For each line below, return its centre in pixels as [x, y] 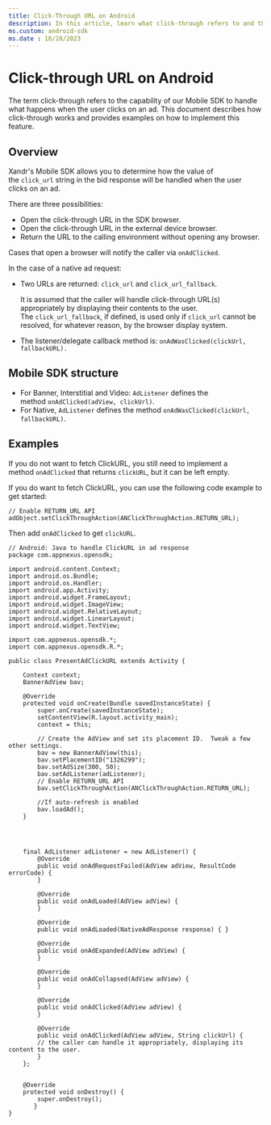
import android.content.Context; [65, 569]
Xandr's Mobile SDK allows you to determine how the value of [111, 171]
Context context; [52, 675]
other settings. [35, 745]
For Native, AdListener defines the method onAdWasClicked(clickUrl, [135, 409]
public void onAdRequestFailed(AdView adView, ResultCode [137, 866]
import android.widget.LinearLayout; [72, 619]
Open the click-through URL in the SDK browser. [100, 220]
